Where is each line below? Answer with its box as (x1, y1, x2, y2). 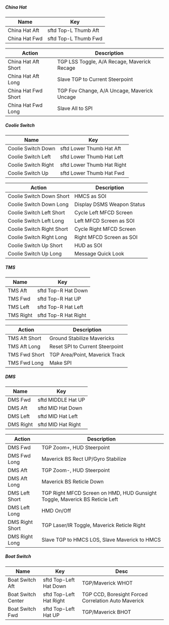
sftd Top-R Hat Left (37, 303, 83, 310)
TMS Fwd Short (8, 351, 45, 358)
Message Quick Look (74, 250, 124, 257)
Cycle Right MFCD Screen (74, 225, 136, 232)
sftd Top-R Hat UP (37, 295, 81, 302)
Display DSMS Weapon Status (74, 201, 145, 208)
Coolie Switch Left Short (8, 209, 65, 216)
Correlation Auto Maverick (82, 597, 144, 604)
